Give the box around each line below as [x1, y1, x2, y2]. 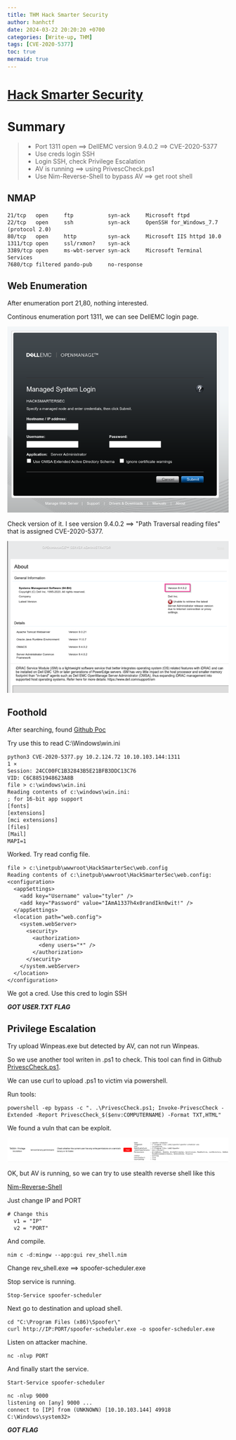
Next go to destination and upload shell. [7, 1304, 123, 1313]
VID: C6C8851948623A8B [7, 774, 74, 781]
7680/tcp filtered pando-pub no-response [7, 260, 143, 268]
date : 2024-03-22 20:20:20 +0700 [7, 26, 105, 33]
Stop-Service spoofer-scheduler [7, 1292, 102, 1299]
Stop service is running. [7, 1278, 76, 1286]
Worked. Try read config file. [7, 850, 91, 858]
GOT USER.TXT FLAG [7, 1003, 71, 1011]
